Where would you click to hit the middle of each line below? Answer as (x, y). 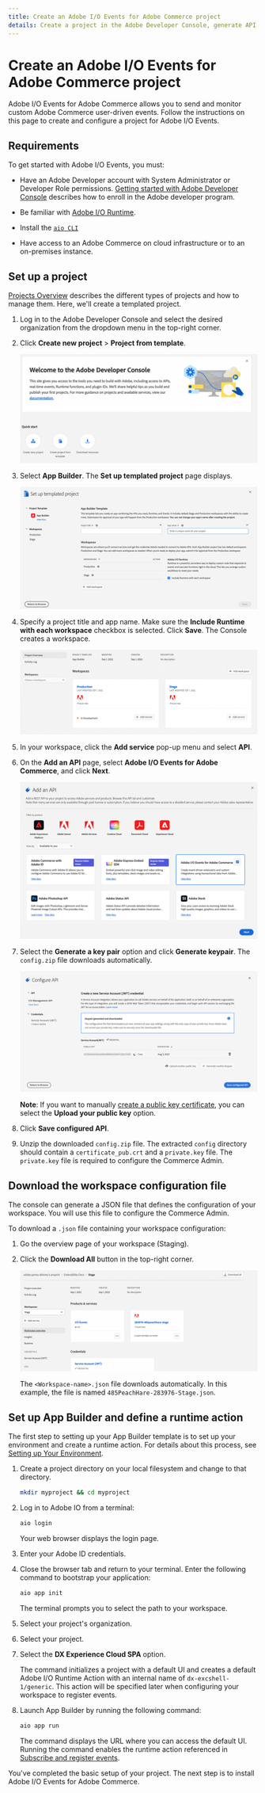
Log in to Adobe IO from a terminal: (77, 1508)
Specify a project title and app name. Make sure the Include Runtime (132, 622)
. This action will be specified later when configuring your (146, 1686)
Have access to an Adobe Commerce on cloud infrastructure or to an (132, 243)
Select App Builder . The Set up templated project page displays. (126, 475)
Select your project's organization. (76, 1623)
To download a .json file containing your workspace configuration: (117, 1228)
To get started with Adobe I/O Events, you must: (86, 165)
